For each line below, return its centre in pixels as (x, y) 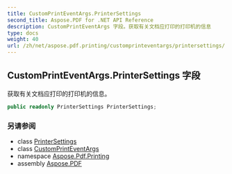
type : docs (23, 33)
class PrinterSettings (47, 141)
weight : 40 (23, 40)
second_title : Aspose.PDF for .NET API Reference (81, 20)
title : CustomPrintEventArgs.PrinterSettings (74, 14)
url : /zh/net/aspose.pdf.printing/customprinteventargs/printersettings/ (116, 46)
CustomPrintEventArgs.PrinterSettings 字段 (104, 76)
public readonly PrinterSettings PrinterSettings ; (82, 107)
